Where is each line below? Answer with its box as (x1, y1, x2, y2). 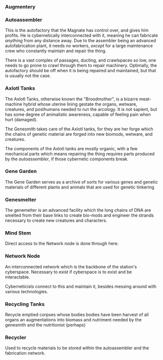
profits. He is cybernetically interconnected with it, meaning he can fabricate (5, 32, 158, 38)
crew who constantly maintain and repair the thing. (5, 48, 107, 54)
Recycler (5, 334, 27, 341)
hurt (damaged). (5, 116, 38, 122)
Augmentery (5, 3, 35, 10)
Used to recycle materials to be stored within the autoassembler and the (5, 345, 149, 351)
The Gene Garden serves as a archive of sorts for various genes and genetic (5, 179, 158, 185)
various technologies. (5, 288, 49, 294)
